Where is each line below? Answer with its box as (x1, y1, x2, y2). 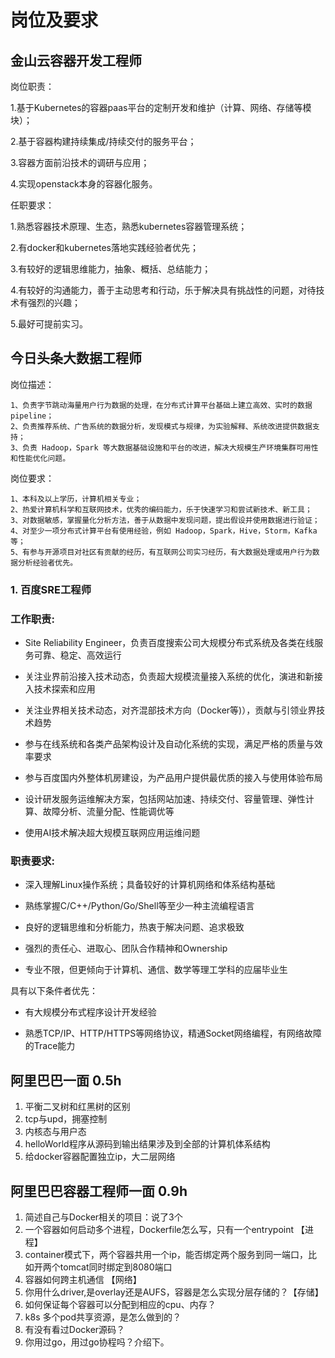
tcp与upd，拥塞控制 (24, 1113, 108, 1125)
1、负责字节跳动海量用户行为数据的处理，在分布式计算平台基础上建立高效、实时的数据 (10, 400, 313, 410)
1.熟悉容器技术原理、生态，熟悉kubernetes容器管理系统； (10, 221, 248, 232)
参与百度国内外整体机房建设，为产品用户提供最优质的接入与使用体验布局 (24, 772, 323, 784)
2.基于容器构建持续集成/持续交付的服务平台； (10, 136, 197, 147)
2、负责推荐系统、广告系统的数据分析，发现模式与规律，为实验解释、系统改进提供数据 (10, 421, 313, 431)
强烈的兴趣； (27, 297, 81, 308)
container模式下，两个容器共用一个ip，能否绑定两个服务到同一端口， (24, 1248, 309, 1260)
